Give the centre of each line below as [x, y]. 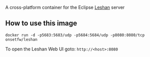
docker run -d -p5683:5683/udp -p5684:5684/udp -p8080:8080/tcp [75, 35]
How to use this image [41, 23]
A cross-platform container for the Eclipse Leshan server [65, 7]
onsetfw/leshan [21, 39]
